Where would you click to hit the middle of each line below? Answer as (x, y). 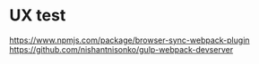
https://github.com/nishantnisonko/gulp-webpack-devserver (121, 49)
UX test (38, 16)
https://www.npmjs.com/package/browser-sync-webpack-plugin (129, 40)
